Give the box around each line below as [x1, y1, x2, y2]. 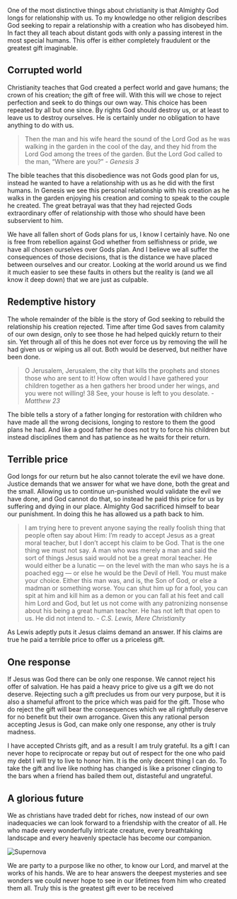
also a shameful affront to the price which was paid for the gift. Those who [7, 697, 225, 706]
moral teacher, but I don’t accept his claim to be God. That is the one [24, 539, 225, 547]
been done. [7, 352, 41, 361]
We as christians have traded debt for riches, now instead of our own [7, 811, 209, 819]
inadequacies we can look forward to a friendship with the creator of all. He [7, 819, 228, 827]
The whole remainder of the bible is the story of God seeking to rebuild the [7, 315, 225, 323]
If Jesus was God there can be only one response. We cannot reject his [7, 675, 216, 684]
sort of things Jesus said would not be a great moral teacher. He [24, 554, 212, 562]
